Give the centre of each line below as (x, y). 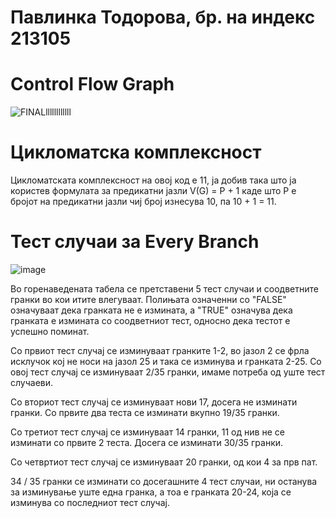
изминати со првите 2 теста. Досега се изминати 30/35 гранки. (147, 442)
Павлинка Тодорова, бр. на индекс (163, 17)
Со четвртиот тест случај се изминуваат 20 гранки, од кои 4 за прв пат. (164, 462)
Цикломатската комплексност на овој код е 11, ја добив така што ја (153, 180)
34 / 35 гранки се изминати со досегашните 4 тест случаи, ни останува (164, 481)
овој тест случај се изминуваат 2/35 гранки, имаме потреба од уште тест (168, 372)
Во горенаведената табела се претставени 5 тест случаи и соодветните (164, 289)
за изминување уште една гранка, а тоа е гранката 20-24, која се (151, 492)
